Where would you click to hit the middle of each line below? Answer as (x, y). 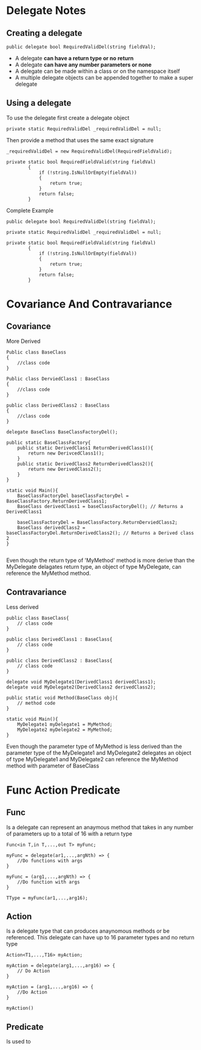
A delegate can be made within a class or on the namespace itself (97, 71)
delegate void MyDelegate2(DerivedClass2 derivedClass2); (81, 687)
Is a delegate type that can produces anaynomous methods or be (88, 931)
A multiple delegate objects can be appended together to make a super (104, 77)
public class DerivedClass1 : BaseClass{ (60, 639)
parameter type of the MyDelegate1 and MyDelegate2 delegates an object (99, 753)
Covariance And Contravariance (89, 304)
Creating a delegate (44, 33)
